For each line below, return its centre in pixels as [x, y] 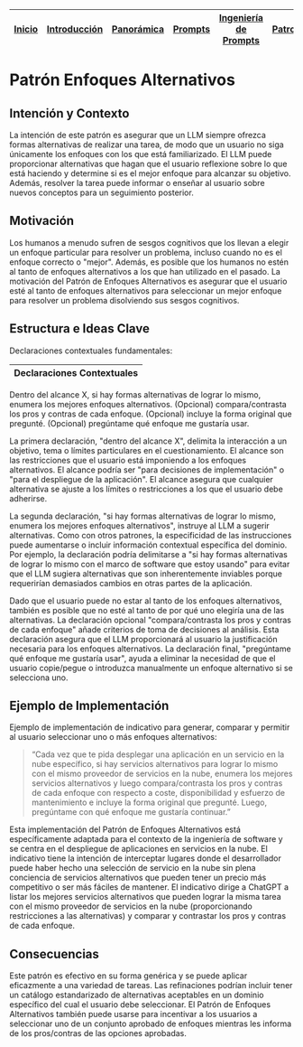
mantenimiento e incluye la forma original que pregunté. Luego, [149, 802]
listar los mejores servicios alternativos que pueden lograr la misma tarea [145, 897]
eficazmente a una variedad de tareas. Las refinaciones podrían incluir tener [151, 986]
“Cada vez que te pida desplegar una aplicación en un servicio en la [158, 754]
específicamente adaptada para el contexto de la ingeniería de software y [146, 839]
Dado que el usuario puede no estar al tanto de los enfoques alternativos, [146, 601]
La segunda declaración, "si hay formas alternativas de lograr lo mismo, [143, 516]
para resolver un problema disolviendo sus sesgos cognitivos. [124, 300]
